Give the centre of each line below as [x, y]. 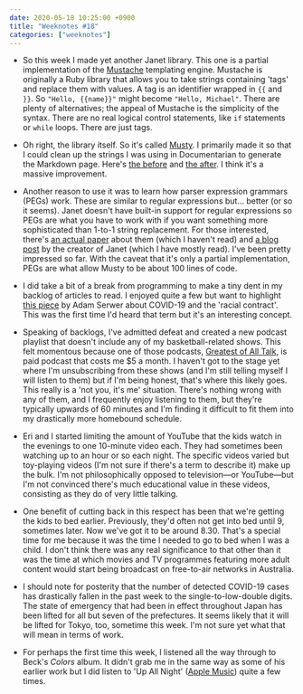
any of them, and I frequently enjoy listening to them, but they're [142, 400]
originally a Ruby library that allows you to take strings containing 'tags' [156, 80]
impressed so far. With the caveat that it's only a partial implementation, [156, 259]
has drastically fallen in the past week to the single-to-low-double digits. [157, 596]
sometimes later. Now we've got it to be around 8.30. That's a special [151, 531]
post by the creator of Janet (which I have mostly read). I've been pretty [156, 249]
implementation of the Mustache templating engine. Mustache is [142, 70]
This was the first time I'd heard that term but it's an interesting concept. [157, 315]
